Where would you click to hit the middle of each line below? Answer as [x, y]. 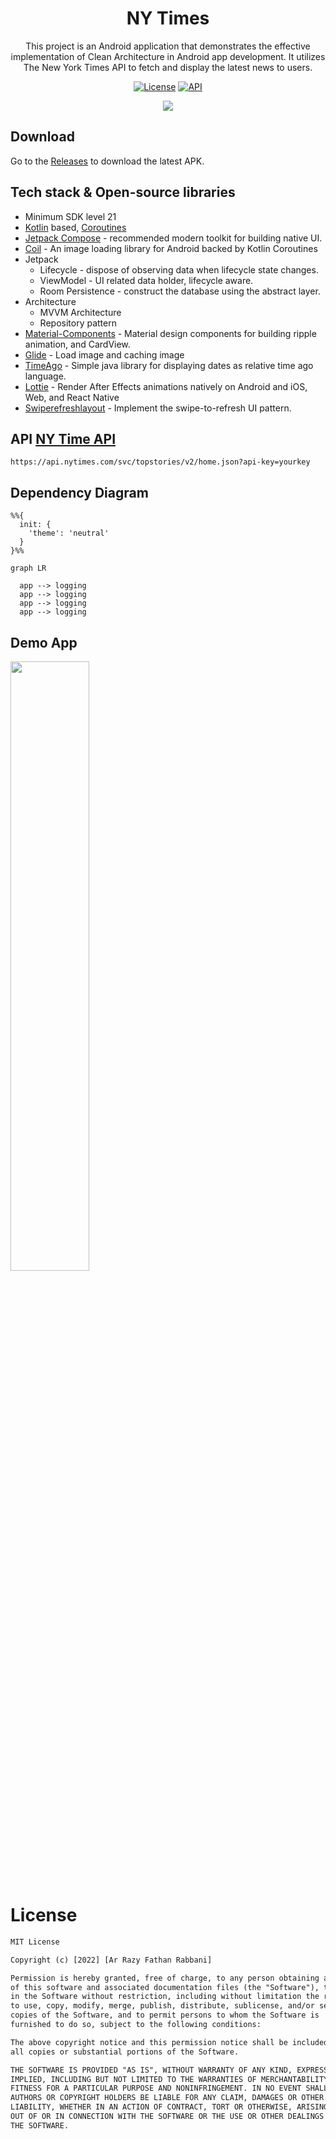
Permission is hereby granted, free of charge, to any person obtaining [165, 1978]
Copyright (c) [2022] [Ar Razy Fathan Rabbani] [111, 1960]
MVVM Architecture [80, 312]
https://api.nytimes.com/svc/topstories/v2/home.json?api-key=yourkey [160, 462]
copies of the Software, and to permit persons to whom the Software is [165, 2015]
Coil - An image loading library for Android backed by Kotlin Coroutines [171, 248]
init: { [35, 525]
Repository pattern [78, 323]
